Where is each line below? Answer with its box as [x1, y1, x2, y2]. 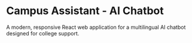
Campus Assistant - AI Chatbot [6, 4, 164, 18]
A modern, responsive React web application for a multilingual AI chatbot [6, 24, 186, 31]
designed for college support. [6, 29, 80, 37]
